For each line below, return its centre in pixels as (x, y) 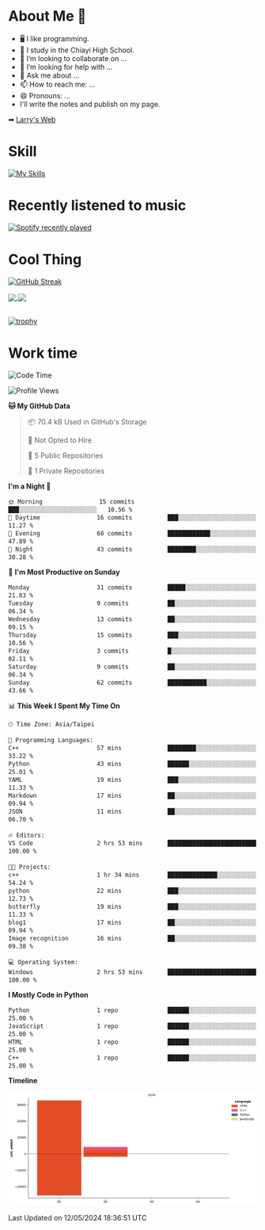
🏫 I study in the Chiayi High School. (77, 50)
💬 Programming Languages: (51, 740)
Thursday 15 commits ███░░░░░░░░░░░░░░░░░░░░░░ (132, 635)
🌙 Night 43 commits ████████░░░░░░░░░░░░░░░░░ (132, 549)
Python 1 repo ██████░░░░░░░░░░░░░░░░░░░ (132, 1010)
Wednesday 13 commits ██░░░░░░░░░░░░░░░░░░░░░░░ (132, 619)
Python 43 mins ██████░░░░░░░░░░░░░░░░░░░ (132, 764)
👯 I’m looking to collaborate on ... (73, 58)
